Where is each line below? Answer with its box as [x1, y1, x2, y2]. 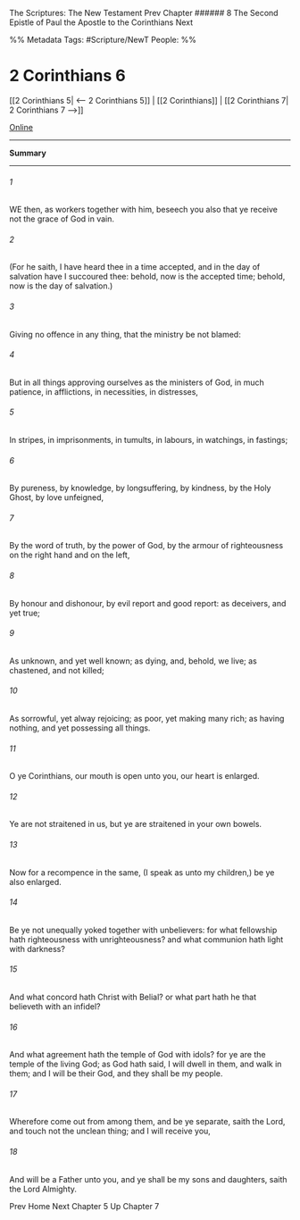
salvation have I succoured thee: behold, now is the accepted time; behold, [9, 272, 286, 282]
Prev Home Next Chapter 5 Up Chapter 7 [9, 1200, 160, 1211]
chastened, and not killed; [9, 664, 104, 675]
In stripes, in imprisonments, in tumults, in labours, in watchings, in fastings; [9, 434, 288, 445]
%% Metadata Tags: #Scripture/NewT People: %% [9, 35, 196, 45]
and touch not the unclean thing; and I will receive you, [9, 1125, 212, 1137]
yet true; [9, 607, 40, 618]
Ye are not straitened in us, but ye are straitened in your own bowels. [9, 819, 262, 830]
